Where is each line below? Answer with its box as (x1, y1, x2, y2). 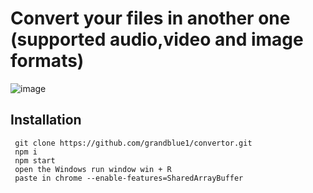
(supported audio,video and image (10, 28, 304, 51)
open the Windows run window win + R (14, 164, 172, 174)
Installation (10, 112, 82, 129)
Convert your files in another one (10, 7, 291, 30)
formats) (10, 50, 85, 72)
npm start (14, 155, 56, 166)
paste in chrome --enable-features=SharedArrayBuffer (14, 173, 244, 183)
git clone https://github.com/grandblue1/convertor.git (14, 138, 253, 148)
